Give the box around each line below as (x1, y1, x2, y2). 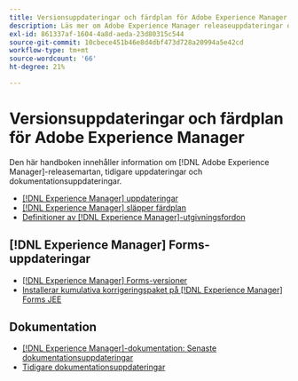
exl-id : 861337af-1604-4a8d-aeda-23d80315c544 (9, 29, 184, 38)
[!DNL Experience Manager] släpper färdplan (21, 202, 186, 213)
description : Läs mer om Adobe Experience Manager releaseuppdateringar (9, 21, 284, 30)
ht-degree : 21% (9, 63, 66, 72)
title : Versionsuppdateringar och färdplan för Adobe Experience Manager (9, 12, 288, 22)
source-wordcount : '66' (9, 54, 98, 63)
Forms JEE (21, 294, 62, 305)
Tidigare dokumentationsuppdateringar (21, 361, 166, 373)
